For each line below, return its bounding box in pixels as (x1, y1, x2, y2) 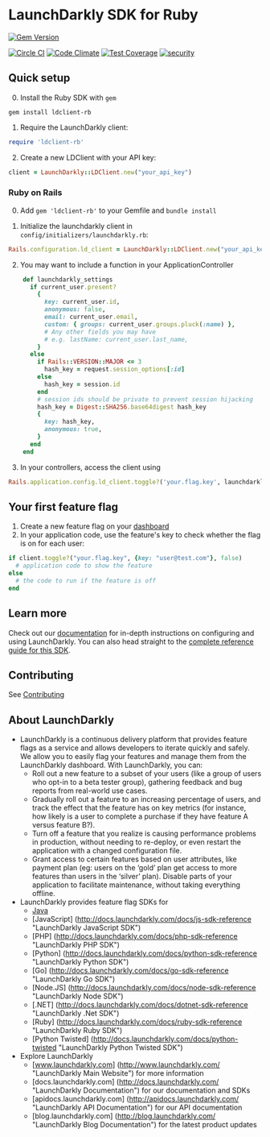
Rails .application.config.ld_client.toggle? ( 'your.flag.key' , (8, 478, 221, 486)
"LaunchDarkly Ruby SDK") (31, 1026, 123, 1035)
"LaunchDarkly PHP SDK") (31, 940, 121, 950)
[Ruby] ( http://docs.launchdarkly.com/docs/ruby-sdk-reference (31, 1017, 243, 1027)
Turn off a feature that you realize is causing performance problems (31, 828, 257, 839)
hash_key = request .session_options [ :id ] (43, 365, 185, 374)
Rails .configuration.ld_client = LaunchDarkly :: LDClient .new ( (8, 245, 221, 253)
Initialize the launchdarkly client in (19, 221, 133, 230)
